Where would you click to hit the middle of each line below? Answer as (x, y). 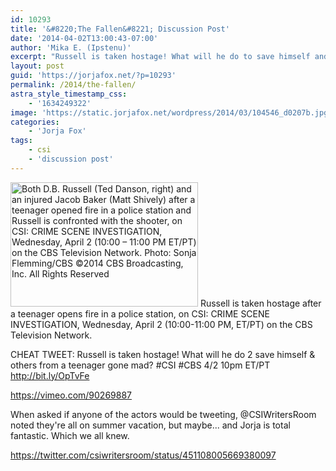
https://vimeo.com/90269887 (71, 395)
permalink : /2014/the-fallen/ (73, 85)
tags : (21, 141)
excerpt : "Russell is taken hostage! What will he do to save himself (160, 57)
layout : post (37, 66)
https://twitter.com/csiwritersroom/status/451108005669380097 (143, 455)
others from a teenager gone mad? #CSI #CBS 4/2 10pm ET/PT (140, 365)
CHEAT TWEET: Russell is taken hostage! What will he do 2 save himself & (163, 354)
